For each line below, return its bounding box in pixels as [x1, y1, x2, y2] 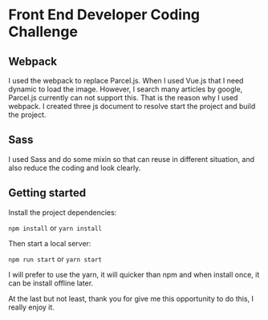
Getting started [8, 186, 87, 200]
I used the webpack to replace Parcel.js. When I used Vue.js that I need [8, 76, 244, 85]
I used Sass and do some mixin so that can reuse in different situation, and [8, 154, 255, 164]
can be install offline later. [8, 278, 94, 288]
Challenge [8, 22, 79, 41]
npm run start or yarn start [8, 254, 103, 264]
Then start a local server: [8, 238, 91, 248]
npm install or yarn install [8, 223, 103, 233]
